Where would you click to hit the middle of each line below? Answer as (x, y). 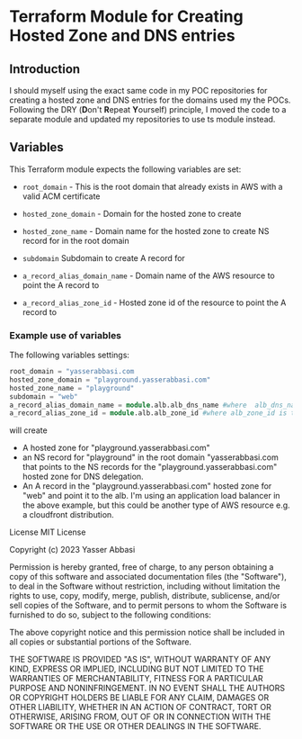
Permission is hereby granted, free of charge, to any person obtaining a (142, 567)
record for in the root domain (75, 240)
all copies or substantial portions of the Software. (100, 642)
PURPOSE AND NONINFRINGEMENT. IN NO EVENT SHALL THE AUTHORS (147, 688)
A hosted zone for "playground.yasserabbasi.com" (116, 448)
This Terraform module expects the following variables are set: (125, 169)
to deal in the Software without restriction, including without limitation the (145, 586)
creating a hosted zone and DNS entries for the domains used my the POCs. (150, 100)
